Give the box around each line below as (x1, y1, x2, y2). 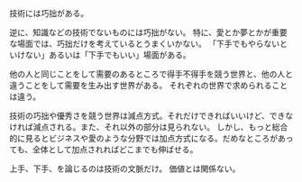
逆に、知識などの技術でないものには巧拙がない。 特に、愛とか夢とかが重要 (9, 27, 288, 38)
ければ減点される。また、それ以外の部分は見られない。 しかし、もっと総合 (9, 122, 288, 132)
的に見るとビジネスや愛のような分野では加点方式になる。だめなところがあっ (9, 133, 294, 143)
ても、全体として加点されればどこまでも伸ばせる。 (9, 144, 198, 155)
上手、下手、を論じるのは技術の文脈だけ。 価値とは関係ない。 (9, 163, 241, 174)
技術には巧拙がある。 (9, 8, 88, 18)
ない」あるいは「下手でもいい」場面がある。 (24, 50, 191, 60)
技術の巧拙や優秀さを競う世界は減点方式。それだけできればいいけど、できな (9, 111, 294, 121)
